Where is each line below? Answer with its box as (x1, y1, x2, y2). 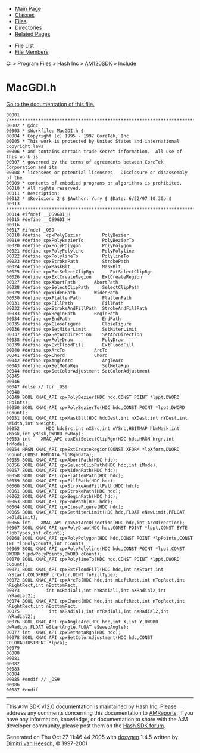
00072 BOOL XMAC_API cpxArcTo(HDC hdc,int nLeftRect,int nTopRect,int (6, 577, 185, 583)
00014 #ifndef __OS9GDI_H (6, 211, 70, 217)
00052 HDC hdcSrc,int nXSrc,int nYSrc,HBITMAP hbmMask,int (6, 425, 180, 432)
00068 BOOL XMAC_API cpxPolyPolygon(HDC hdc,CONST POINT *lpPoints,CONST (6, 535, 193, 541)
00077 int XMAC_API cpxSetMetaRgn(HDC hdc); (6, 629, 121, 635)
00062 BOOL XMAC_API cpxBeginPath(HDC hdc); (6, 493, 118, 499)
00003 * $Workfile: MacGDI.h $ (6, 128, 84, 134)
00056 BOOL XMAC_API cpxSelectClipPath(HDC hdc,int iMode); (6, 462, 159, 468)
